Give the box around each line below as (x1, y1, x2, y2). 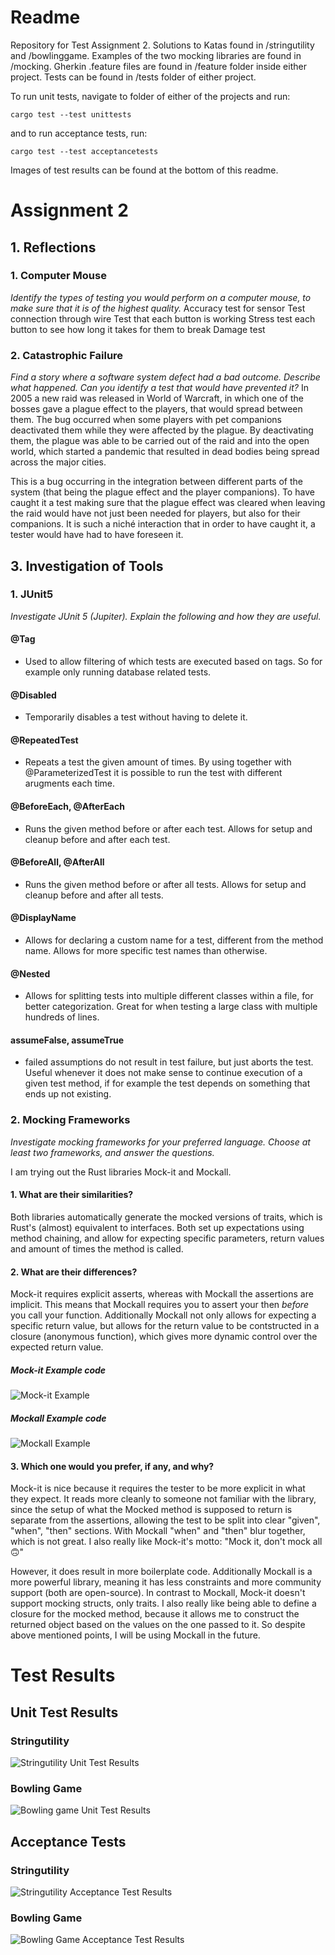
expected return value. (10, 1341, 104, 1353)
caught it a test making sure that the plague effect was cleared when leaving (10, 497, 326, 509)
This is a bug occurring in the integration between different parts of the (10, 476, 303, 488)
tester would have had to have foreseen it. (10, 529, 184, 541)
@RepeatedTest (10, 734, 79, 746)
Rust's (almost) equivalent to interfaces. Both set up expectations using (10, 1221, 305, 1233)
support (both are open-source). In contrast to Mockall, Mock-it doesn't (10, 1587, 306, 1599)
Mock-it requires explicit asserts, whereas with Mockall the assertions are (10, 1288, 314, 1300)
